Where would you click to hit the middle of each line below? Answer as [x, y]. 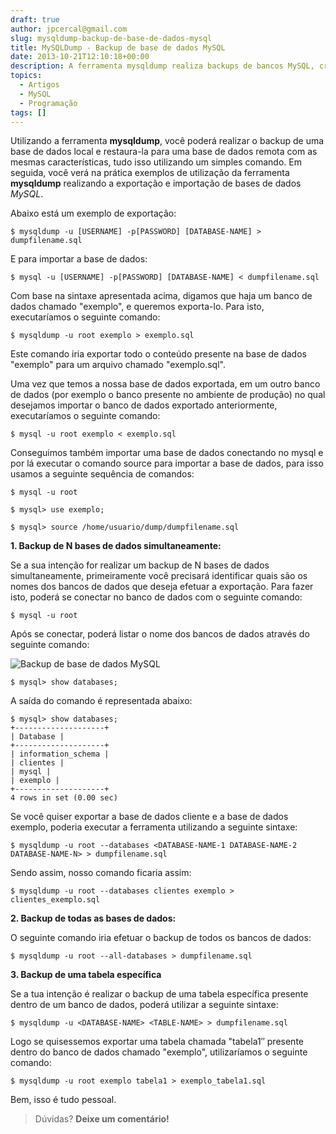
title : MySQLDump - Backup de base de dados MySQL [118, 47]
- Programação [48, 103]
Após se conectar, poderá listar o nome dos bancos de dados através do [160, 634]
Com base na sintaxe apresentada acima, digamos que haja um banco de [161, 296]
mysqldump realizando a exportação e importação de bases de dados [156, 183]
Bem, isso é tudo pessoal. [63, 1100]
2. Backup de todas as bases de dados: [93, 918]
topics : [26, 76]
